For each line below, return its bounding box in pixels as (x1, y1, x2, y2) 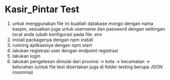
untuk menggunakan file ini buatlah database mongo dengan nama (12, 20, 154, 26)
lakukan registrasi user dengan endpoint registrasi (12, 47, 118, 54)
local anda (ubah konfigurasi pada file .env (12, 31, 103, 37)
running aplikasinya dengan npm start (12, 42, 92, 48)
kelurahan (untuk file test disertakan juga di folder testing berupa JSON (12, 64, 163, 70)
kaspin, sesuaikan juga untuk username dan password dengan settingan (12, 25, 165, 32)
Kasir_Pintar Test (5, 4, 80, 15)
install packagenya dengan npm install (12, 37, 93, 43)
